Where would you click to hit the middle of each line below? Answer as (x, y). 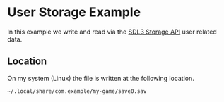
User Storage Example (74, 12)
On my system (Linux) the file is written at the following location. (101, 78)
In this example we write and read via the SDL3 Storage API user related (112, 32)
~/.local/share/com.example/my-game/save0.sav (77, 91)
